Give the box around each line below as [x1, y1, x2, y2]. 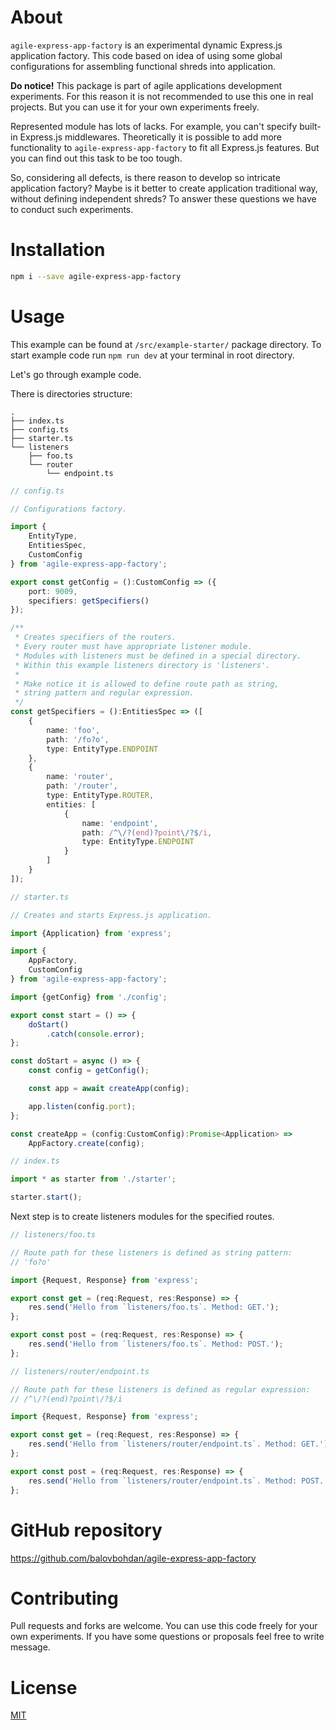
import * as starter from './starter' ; [10, 1174, 177, 1185]
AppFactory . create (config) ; [28, 1138, 145, 1148]
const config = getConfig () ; [28, 1066, 150, 1076]
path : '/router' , [46, 781, 118, 791]
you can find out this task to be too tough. [10, 152, 183, 164]
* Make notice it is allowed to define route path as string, [14, 679, 280, 689]
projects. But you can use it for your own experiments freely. [10, 101, 260, 113]
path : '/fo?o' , [46, 734, 110, 745]
